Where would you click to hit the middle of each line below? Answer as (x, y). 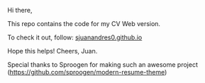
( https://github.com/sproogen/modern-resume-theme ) (87, 72)
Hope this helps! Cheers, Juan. (52, 51)
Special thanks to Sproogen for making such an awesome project (103, 65)
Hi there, (20, 10)
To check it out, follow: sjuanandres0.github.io (75, 37)
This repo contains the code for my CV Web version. (84, 24)
